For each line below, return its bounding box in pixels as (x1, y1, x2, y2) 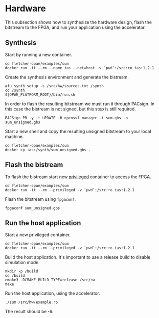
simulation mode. (5, 260, 40, 265)
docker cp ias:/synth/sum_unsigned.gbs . (5, 147, 91, 152)
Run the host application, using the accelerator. (5, 291, 100, 296)
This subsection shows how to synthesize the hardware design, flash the (5, 19, 152, 25)
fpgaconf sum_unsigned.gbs (5, 206, 60, 211)
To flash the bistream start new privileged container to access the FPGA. (5, 174, 152, 180)
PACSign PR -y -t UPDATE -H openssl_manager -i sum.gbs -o (5, 115, 128, 120)
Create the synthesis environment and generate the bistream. (5, 74, 129, 80)
